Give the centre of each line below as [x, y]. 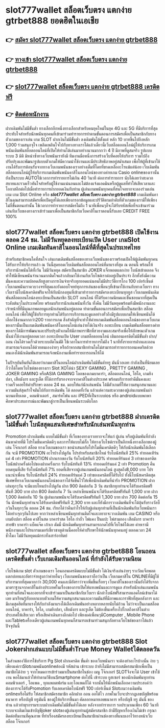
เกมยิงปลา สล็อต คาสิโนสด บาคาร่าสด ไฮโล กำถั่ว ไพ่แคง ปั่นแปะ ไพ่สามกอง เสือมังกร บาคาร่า [80, 519]
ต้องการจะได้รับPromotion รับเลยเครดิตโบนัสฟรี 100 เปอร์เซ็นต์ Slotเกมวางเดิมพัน [74, 688]
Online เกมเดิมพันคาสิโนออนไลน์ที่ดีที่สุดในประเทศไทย [73, 247]
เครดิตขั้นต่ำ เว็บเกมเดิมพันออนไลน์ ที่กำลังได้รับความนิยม [73, 559]
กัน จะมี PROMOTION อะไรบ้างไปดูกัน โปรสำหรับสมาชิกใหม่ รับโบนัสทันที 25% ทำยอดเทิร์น [82, 453]
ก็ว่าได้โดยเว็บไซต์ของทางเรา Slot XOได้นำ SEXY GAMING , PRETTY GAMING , [77, 368]
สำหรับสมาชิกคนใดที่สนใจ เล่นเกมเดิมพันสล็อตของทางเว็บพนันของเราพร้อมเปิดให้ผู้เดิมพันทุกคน [82, 259]
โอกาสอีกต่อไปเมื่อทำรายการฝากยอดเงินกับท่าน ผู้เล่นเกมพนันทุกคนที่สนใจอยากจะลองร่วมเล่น [80, 189]
